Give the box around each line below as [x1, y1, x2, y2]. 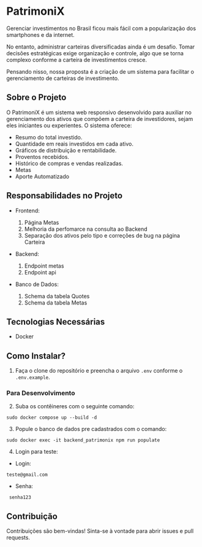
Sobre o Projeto [6, 92, 67, 103]
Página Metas [24, 219, 59, 226]
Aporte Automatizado [15, 173, 69, 180]
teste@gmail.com [6, 471, 48, 478]
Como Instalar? [6, 351, 66, 361]
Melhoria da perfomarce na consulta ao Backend [24, 225, 148, 233]
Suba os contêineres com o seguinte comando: [15, 403, 135, 410]
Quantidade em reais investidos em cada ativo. [15, 140, 133, 147]
